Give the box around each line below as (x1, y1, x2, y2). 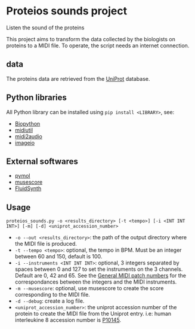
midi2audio (14, 133, 43, 140)
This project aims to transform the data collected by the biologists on (6, 35, 176, 42)
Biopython (14, 120, 41, 127)
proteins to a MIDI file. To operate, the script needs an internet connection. (6, 42, 190, 49)
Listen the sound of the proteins (6, 24, 85, 31)
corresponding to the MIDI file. (14, 291, 91, 298)
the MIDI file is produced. (14, 240, 78, 248)
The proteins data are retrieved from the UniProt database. (6, 75, 150, 82)
